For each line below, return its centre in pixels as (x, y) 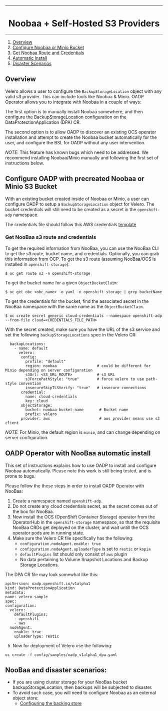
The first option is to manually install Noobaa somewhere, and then (74, 111)
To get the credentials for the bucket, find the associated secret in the (77, 301)
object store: (25, 698)
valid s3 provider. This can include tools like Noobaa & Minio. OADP (74, 96)
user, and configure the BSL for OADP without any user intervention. (75, 142)
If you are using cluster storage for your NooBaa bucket (70, 682)
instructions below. (24, 163)
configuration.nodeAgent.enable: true (60, 544)
